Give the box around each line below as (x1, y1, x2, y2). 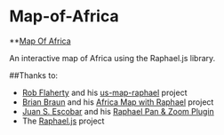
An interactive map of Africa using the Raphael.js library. (9, 52, 216, 63)
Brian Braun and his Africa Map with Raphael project (21, 96, 214, 107)
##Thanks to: (9, 69, 59, 81)
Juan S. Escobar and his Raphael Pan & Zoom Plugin (21, 106, 215, 116)
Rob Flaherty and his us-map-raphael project (21, 87, 188, 98)
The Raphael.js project (21, 115, 105, 126)
